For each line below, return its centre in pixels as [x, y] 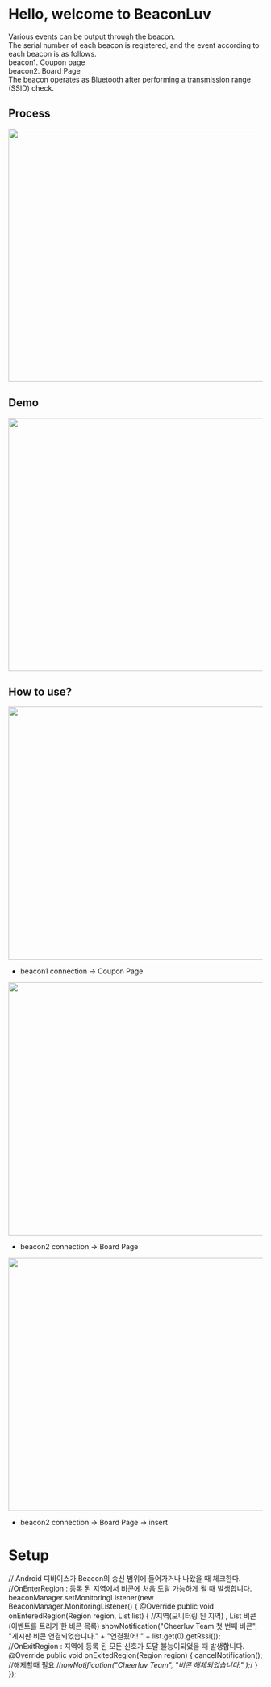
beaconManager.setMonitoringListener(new [81, 1598]
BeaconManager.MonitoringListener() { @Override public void [111, 1606]
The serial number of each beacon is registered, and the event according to [134, 45]
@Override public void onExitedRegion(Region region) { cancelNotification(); [135, 1655]
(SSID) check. [31, 88]
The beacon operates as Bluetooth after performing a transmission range [130, 79]
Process [29, 114]
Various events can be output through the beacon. [92, 36]
